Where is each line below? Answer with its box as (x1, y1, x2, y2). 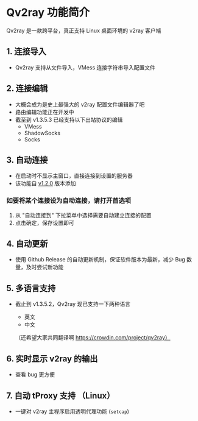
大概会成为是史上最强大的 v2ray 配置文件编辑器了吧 (15, 101, 145, 108)
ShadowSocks (24, 129, 61, 136)
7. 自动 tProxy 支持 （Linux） (6, 391, 115, 401)
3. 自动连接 (6, 155, 48, 165)
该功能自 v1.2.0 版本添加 (15, 180, 76, 187)
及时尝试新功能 (26, 263, 64, 271)
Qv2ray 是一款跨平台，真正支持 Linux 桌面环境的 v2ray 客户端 (6, 27, 161, 34)
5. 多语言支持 (6, 283, 56, 293)
